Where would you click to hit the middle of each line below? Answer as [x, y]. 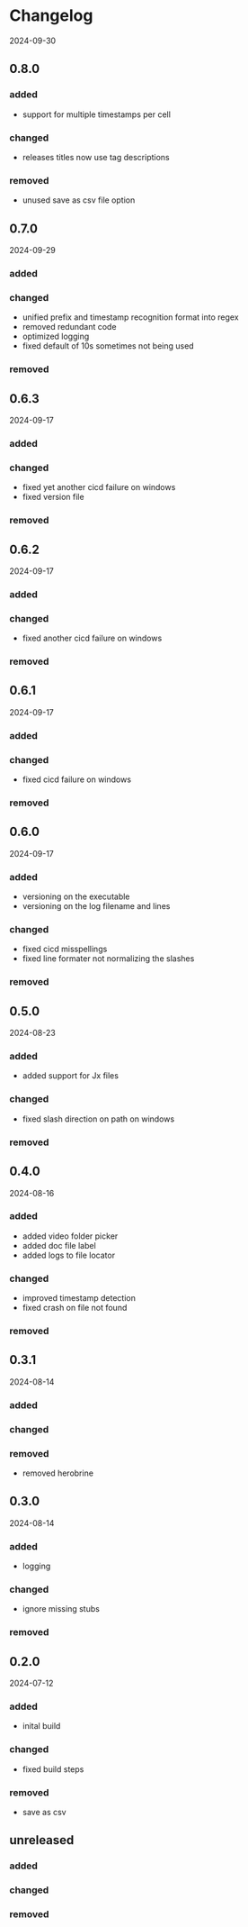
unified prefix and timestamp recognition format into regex [131, 317]
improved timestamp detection [79, 1298]
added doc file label [59, 1245]
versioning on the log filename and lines [96, 906]
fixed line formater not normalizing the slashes [108, 959]
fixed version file [53, 497]
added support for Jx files [71, 1076]
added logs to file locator [68, 1255]
